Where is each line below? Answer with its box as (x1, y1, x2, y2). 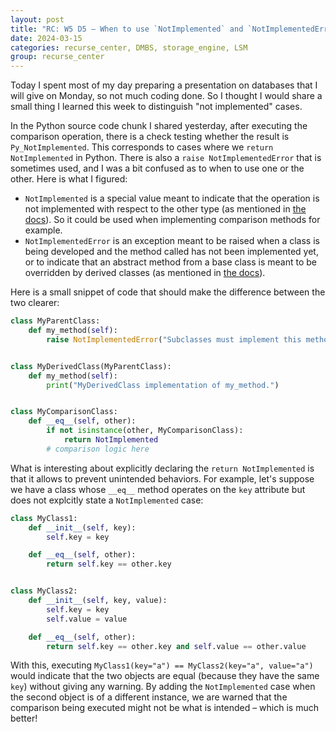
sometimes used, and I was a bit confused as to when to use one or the (10, 162, 305, 175)
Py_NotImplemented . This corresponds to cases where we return (10, 141, 274, 153)
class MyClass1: (10, 513, 78, 523)
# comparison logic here (46, 444, 150, 454)
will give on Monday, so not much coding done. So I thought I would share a (10, 90, 323, 102)
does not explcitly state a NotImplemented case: (10, 494, 204, 506)
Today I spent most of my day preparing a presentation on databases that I (10, 79, 318, 91)
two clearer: (10, 297, 60, 309)
